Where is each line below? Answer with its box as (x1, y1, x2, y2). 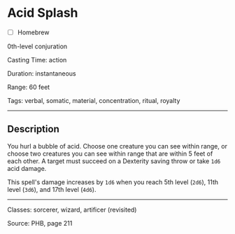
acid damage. (7, 164, 47, 172)
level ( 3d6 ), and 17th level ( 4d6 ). (7, 185, 97, 193)
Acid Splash (7, 5, 78, 21)
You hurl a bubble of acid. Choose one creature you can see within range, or (7, 142, 227, 150)
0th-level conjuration (7, 42, 68, 50)
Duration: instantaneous (7, 69, 76, 78)
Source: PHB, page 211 (7, 219, 73, 227)
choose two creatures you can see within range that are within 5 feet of (7, 149, 213, 158)
